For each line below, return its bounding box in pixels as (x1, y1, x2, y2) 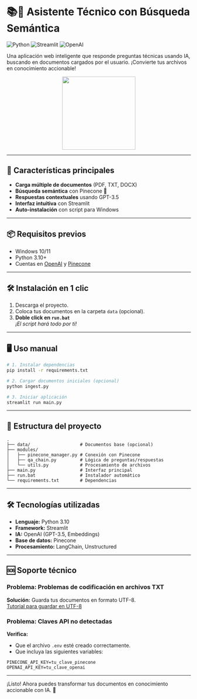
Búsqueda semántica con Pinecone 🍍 (15, 187, 108, 194)
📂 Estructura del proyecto (6, 421, 102, 431)
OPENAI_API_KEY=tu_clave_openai (6, 664, 85, 671)
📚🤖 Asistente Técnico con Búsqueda (6, 5, 191, 19)
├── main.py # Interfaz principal (6, 467, 133, 474)
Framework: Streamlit (15, 525, 68, 532)
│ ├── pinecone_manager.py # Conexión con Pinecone (6, 452, 141, 458)
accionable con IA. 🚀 (6, 687, 57, 694)
